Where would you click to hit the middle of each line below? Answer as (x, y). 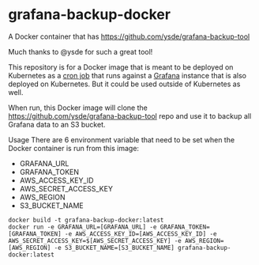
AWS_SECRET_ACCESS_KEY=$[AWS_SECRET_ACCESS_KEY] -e (95, 240)
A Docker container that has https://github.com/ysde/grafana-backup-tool (129, 36)
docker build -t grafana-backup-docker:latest (86, 220)
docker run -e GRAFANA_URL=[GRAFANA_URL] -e (83, 227)
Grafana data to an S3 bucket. (57, 124)
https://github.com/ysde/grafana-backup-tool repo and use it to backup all (130, 115)
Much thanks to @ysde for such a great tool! (81, 51)
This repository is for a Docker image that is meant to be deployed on (121, 67)
